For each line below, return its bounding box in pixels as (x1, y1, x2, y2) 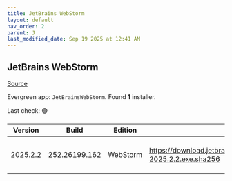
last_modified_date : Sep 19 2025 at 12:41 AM (7, 36, 140, 43)
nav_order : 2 (7, 23, 45, 30)
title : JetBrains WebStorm (7, 10, 85, 17)
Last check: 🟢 (7, 106, 48, 114)
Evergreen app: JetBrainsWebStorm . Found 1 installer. (7, 92, 157, 100)
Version (12, 125, 39, 135)
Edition (113, 125, 137, 135)
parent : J (7, 29, 36, 36)
